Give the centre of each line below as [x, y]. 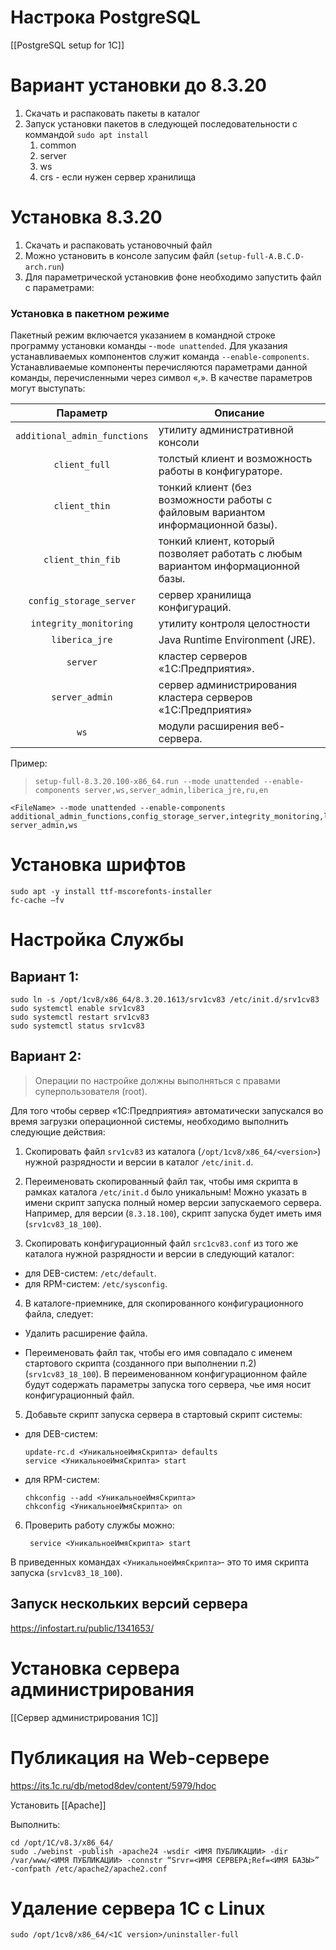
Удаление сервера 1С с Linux [138, 1908]
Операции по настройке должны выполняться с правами [157, 1080]
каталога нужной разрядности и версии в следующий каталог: [159, 1253]
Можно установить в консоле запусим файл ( [122, 255]
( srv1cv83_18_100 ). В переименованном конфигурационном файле [166, 1373]
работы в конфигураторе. [220, 471]
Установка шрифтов [98, 865]
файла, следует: [59, 1313]
